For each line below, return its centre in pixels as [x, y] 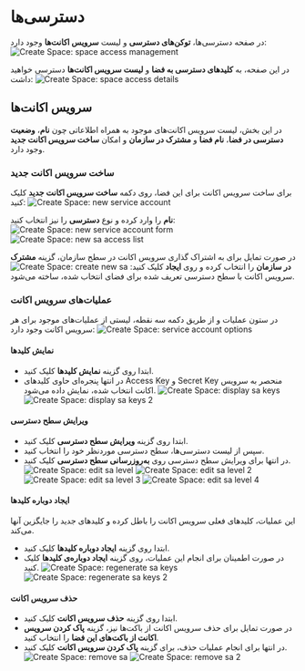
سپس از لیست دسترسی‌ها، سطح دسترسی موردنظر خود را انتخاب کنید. [144, 450]
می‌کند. [22, 530]
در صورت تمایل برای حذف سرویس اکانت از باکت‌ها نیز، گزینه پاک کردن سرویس [158, 628]
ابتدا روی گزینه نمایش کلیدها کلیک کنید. [88, 370]
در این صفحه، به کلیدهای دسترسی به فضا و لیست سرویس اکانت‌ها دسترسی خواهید [150, 69]
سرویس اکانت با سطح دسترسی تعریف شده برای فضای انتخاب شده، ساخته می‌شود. [152, 276]
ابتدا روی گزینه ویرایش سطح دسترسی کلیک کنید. [106, 440]
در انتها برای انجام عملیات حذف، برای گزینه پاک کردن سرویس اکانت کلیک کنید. [155, 647]
